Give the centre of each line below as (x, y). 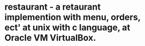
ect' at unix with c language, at (67, 28)
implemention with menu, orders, (72, 17)
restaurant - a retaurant (53, 7)
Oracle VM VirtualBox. (50, 38)
